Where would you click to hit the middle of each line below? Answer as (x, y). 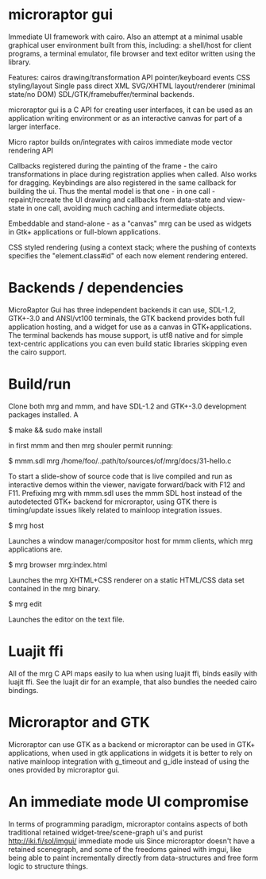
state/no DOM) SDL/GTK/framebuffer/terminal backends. (101, 94)
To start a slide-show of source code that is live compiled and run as (120, 476)
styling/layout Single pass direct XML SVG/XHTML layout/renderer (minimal (132, 86)
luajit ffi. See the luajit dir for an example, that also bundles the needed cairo (133, 682)
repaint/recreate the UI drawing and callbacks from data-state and (117, 199)
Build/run (40, 384)
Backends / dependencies (96, 288)
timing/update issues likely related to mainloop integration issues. (115, 509)
